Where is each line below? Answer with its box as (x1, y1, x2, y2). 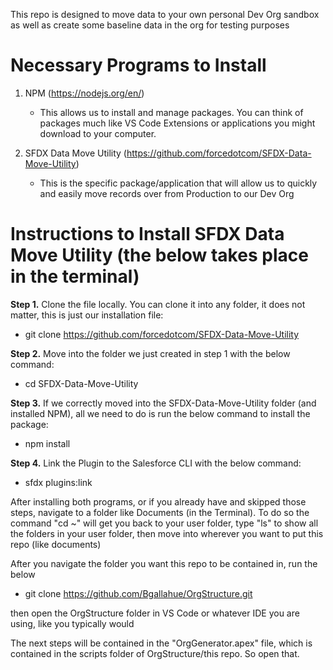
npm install (24, 437, 71, 449)
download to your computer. (39, 127, 157, 139)
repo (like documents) (10, 538, 102, 550)
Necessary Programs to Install (10, 54, 267, 77)
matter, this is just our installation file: (10, 309, 164, 321)
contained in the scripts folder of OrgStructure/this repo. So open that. (10, 647, 300, 659)
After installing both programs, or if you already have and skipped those (10, 495, 307, 508)
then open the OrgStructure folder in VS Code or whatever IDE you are (10, 607, 300, 619)
